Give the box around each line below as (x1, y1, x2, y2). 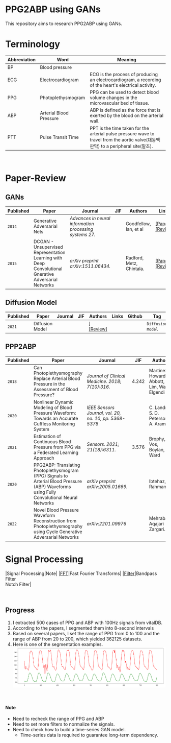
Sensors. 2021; (87, 441, 120, 447)
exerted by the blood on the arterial (90, 112, 164, 118)
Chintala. (125, 266, 145, 272)
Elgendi (149, 389, 165, 395)
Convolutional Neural (33, 494, 78, 500)
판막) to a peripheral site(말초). (90, 143, 153, 149)
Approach (33, 454, 54, 461)
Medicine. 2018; (87, 378, 122, 384)
